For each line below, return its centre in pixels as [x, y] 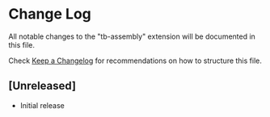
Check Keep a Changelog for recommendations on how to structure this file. [135, 61]
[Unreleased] [42, 86]
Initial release [42, 105]
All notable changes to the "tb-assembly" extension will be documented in [132, 36]
